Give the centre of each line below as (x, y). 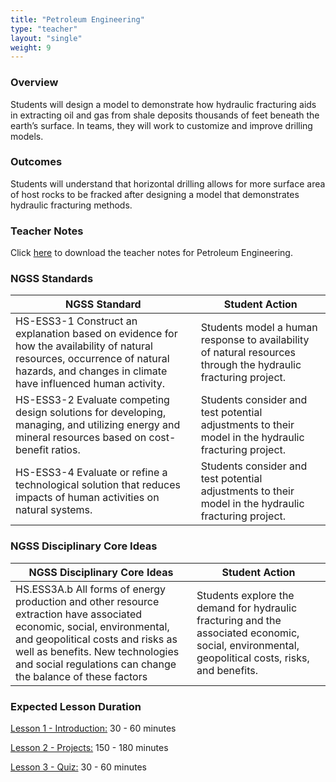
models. (27, 136)
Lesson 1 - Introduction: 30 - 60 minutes (93, 728)
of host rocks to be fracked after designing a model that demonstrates (155, 194)
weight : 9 (31, 47)
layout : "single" (46, 38)
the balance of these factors (81, 676)
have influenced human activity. (90, 384)
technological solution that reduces (98, 485)
